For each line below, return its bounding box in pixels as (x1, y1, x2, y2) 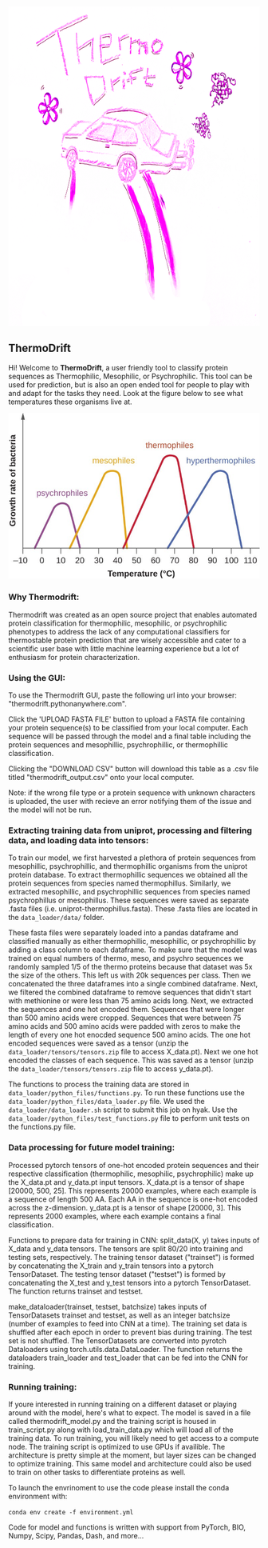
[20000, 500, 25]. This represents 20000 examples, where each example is (8, 1186, 257, 1195)
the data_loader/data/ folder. (8, 913, 105, 922)
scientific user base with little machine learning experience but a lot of (8, 643, 239, 654)
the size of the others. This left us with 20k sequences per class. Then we (8, 970, 251, 980)
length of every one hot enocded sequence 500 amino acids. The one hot (8, 1030, 251, 1040)
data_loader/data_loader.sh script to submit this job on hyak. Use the (8, 1105, 238, 1114)
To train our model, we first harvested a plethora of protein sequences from (8, 853, 257, 862)
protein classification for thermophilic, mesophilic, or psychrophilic (8, 618, 227, 628)
